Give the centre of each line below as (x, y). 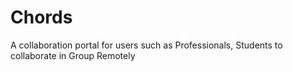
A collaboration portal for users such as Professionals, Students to (146, 45)
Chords (41, 17)
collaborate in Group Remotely (73, 55)
